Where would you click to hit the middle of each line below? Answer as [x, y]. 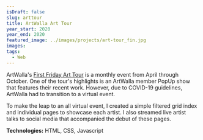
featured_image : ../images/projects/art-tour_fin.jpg [76, 40]
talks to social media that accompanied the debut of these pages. [89, 119]
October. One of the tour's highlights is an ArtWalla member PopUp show [98, 81]
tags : [13, 52]
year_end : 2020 [26, 35]
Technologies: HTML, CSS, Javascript [55, 130]
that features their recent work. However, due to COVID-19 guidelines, [94, 87]
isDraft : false [26, 12]
